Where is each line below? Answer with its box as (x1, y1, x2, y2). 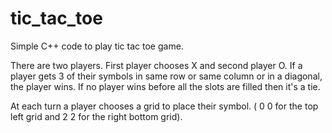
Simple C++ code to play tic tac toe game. (10, 40, 184, 52)
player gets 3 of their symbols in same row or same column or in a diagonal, (10, 70, 323, 82)
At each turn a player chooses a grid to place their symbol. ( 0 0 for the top (10, 100, 319, 112)
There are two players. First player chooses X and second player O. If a (10, 59, 303, 71)
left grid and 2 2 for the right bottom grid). (10, 110, 183, 122)
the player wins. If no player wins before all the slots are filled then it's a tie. (10, 80, 321, 92)
